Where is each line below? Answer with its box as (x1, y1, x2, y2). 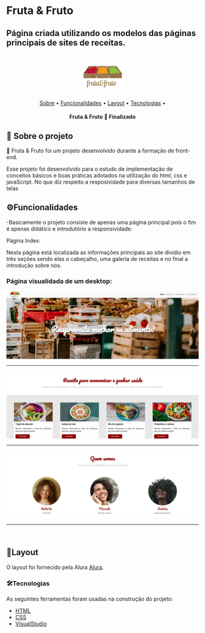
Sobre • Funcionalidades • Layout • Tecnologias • (39, 99, 166, 107)
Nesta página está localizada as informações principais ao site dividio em (6, 248, 191, 256)
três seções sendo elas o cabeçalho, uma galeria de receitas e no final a (6, 255, 188, 262)
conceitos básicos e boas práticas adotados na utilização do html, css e (6, 171, 187, 179)
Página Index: (6, 237, 41, 244)
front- (175, 147, 190, 154)
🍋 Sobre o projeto (6, 131, 73, 141)
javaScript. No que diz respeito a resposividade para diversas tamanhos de (6, 178, 195, 185)
